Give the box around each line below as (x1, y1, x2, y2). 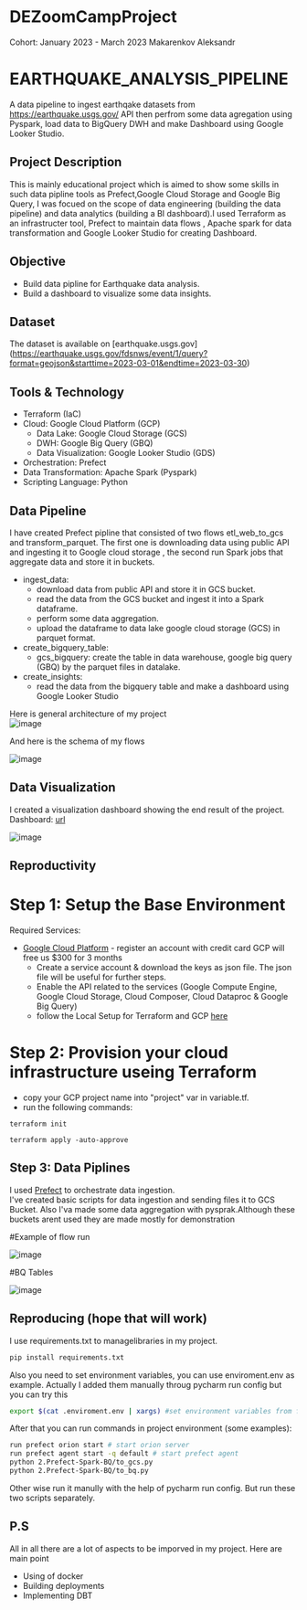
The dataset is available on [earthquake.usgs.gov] (9, 338, 198, 349)
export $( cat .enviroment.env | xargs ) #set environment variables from (9, 1406, 292, 1415)
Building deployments (22, 1580, 105, 1591)
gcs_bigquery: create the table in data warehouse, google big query (36, 651, 292, 662)
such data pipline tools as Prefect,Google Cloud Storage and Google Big (9, 188, 281, 199)
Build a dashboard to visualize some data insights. (22, 288, 212, 299)
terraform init (9, 1119, 68, 1129)
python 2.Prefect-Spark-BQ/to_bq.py (9, 1467, 149, 1476)
